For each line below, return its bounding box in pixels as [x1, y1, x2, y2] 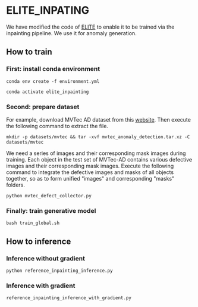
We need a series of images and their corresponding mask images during [6, 150, 186, 157]
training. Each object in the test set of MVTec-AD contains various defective [6, 156, 192, 163]
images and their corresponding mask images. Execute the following [6, 162, 174, 169]
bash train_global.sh [6, 220, 60, 227]
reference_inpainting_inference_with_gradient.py [6, 295, 132, 301]
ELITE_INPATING [6, 4, 90, 17]
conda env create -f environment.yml [6, 78, 100, 84]
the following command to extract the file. [6, 122, 109, 129]
